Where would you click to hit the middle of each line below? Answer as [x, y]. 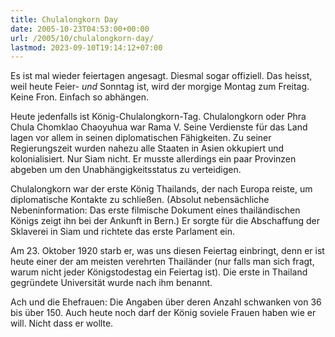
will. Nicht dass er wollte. [62, 323]
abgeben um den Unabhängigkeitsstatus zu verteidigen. [126, 170]
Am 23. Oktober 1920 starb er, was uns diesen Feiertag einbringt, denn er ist [167, 251]
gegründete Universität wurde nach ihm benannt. [111, 283]
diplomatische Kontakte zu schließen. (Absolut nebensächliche [140, 200]
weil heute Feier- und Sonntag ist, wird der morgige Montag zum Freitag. [160, 87]
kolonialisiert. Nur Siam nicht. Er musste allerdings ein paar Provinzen [153, 159]
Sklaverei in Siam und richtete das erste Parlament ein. [123, 232]
